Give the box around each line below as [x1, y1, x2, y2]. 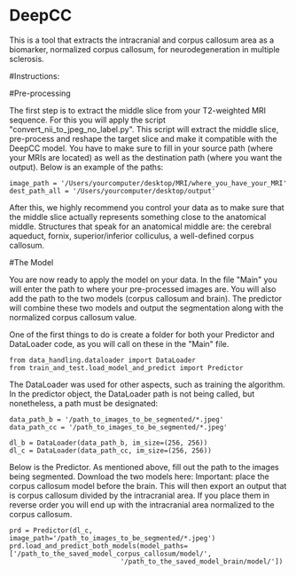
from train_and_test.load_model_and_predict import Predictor [9, 363, 244, 373]
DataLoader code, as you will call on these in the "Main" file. [9, 338, 230, 349]
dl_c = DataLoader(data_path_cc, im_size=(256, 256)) [9, 445, 213, 455]
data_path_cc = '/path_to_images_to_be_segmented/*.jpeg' [9, 422, 228, 431]
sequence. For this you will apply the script [9, 114, 167, 125]
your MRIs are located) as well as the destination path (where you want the [9, 152, 283, 162]
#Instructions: [9, 70, 60, 81]
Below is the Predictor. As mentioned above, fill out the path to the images [9, 461, 279, 472]
